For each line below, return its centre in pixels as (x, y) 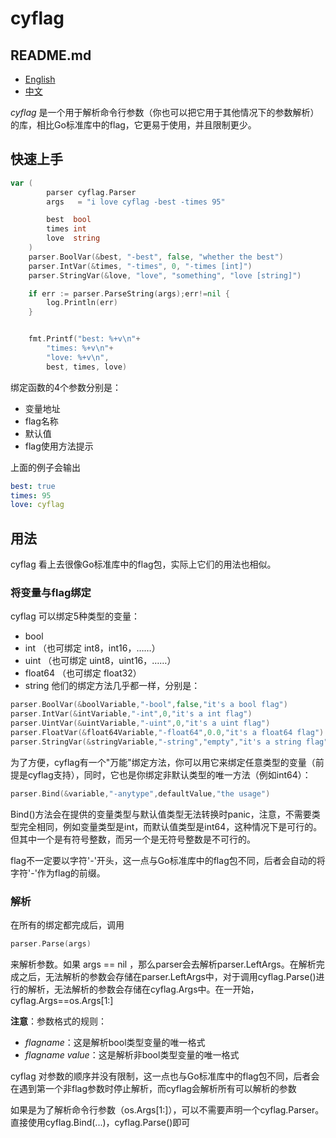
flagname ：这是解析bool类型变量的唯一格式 (115, 1042)
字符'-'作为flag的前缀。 (58, 873)
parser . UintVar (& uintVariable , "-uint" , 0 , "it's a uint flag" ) (140, 723)
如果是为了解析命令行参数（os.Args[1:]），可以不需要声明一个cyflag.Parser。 (167, 1109)
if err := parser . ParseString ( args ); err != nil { (129, 293)
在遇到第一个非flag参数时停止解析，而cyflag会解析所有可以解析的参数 (153, 1088)
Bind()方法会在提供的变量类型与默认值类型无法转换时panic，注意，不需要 (161, 814)
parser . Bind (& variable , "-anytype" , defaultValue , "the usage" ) (140, 793)
